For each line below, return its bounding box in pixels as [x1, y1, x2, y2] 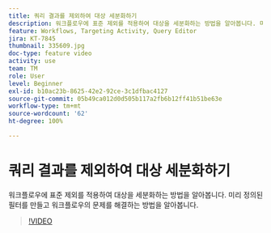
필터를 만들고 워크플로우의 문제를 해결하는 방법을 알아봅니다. [8, 200, 199, 210]
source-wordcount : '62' [8, 110, 89, 118]
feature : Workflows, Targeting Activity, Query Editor [8, 27, 197, 35]
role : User [8, 72, 45, 80]
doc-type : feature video [8, 49, 92, 57]
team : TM [8, 65, 38, 73]
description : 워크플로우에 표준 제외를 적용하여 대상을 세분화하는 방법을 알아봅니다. [8, 19, 256, 28]
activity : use [8, 57, 57, 66]
